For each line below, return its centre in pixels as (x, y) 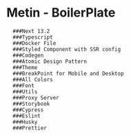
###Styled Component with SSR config (67, 49)
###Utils (25, 91)
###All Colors (33, 80)
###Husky (25, 122)
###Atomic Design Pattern (50, 61)
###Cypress (28, 110)
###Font (24, 85)
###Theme (25, 67)
